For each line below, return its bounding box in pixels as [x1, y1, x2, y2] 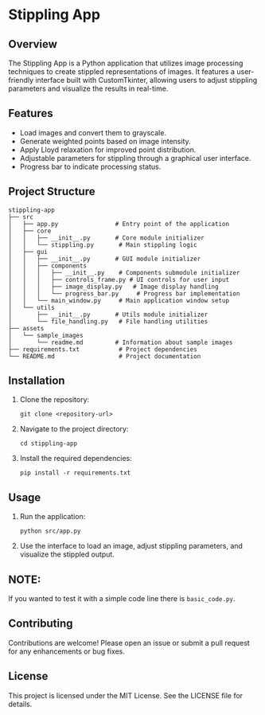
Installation [8, 374, 65, 388]
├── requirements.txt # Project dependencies [8, 345, 197, 354]
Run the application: [19, 512, 86, 522]
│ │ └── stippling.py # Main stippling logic [8, 240, 197, 248]
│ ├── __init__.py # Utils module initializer [8, 311, 208, 318]
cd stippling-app [19, 440, 78, 447]
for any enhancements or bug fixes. [8, 647, 126, 656]
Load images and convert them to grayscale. [19, 127, 167, 137]
